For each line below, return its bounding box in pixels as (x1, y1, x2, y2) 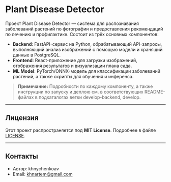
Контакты (5, 152, 38, 161)
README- (144, 88, 165, 95)
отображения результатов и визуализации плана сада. (12, 63, 132, 69)
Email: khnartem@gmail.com (12, 171, 73, 177)
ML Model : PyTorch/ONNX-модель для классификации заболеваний (12, 68, 161, 74)
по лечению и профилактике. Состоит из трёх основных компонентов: (5, 31, 159, 37)
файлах (17, 94, 34, 100)
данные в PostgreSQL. (12, 52, 61, 58)
